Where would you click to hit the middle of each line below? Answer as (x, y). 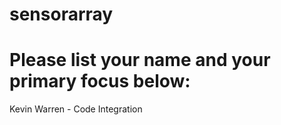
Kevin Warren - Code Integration (76, 109)
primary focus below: (100, 81)
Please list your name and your (140, 60)
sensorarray (61, 14)
